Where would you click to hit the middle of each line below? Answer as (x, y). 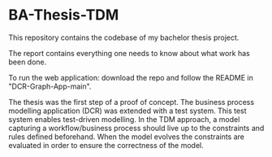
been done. (28, 62)
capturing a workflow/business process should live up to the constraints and (136, 128)
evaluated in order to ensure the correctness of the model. (106, 145)
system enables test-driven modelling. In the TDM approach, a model (124, 119)
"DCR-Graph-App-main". (50, 86)
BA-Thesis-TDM (64, 15)
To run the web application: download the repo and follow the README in (131, 77)
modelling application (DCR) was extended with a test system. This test (127, 111)
